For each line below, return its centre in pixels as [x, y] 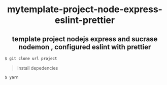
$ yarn [12, 77]
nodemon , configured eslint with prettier [85, 47]
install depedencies [38, 68]
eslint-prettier [85, 20]
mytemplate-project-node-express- [85, 9]
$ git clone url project [31, 59]
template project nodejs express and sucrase [85, 39]
